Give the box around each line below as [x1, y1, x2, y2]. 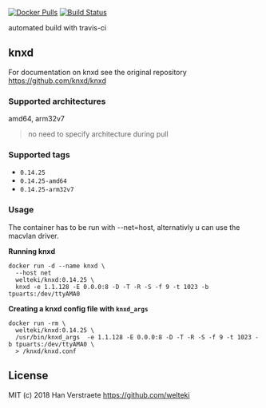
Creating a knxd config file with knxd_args [8, 303, 149, 313]
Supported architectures [8, 96, 106, 107]
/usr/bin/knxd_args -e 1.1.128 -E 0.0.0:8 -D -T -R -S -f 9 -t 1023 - [15, 333, 260, 341]
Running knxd [8, 246, 56, 255]
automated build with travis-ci [8, 23, 106, 32]
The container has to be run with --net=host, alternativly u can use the [8, 222, 240, 232]
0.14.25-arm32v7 [19, 186, 74, 194]
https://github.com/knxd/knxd [8, 76, 106, 85]
